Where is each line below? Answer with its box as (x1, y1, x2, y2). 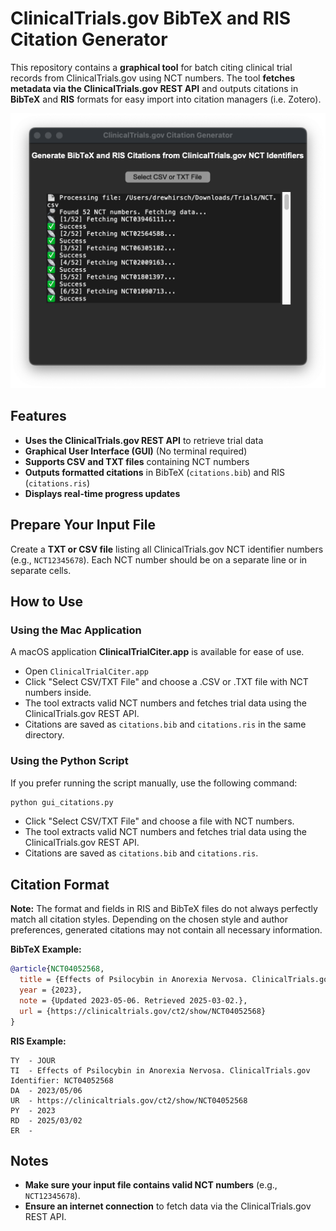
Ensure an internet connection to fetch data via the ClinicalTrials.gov (24, 1200, 312, 1212)
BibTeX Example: (10, 943, 82, 956)
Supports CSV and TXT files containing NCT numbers (24, 455, 250, 467)
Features (10, 408, 67, 425)
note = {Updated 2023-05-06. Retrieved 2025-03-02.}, (19, 995, 248, 1006)
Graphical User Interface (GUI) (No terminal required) (24, 445, 248, 457)
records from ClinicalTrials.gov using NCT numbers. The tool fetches (10, 72, 296, 84)
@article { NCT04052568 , (10, 964, 105, 974)
